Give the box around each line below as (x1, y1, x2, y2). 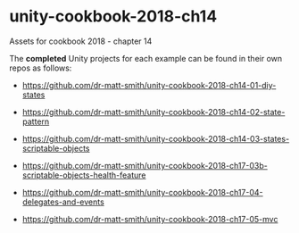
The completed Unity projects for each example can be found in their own (9, 53, 283, 63)
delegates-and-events (21, 196, 104, 207)
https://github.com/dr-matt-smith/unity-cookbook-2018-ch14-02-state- (21, 106, 286, 117)
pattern (21, 116, 50, 127)
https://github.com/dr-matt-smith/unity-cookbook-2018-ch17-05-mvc (21, 213, 278, 224)
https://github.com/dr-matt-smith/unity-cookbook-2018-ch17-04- (21, 187, 263, 197)
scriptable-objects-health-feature (21, 170, 146, 180)
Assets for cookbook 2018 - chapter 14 (9, 36, 153, 46)
